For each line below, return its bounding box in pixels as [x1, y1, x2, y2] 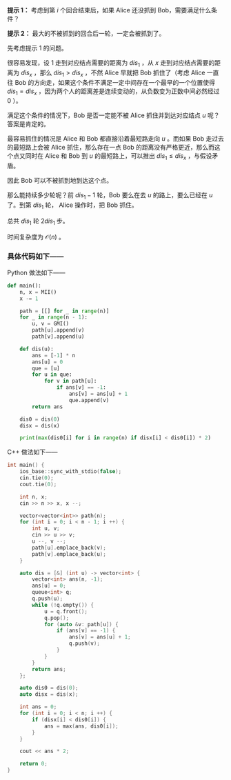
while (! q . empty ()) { [32, 601, 94, 608]
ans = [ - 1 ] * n [32, 352, 76, 359]
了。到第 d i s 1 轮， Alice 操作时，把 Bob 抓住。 [7, 201, 138, 210]
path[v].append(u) [32, 333, 85, 340]
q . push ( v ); [68, 640, 100, 647]
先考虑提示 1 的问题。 [7, 44, 68, 52]
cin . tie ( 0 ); [19, 474, 54, 481]
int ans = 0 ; [19, 703, 57, 710]
